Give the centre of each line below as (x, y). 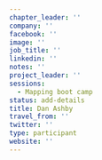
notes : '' (27, 68)
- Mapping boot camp (55, 92)
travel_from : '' (39, 116)
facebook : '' (33, 34)
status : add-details (47, 100)
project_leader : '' (45, 76)
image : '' (27, 42)
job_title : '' (35, 51)
